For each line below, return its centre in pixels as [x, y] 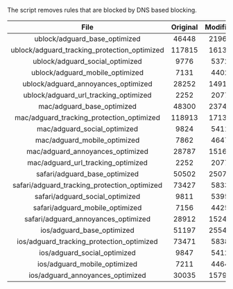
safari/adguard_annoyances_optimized [87, 219]
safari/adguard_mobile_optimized [87, 208]
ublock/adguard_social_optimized [87, 61]
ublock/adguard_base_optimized [87, 39]
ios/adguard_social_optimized [88, 253]
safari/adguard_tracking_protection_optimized [88, 185]
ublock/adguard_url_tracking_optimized [87, 95]
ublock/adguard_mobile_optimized [87, 72]
